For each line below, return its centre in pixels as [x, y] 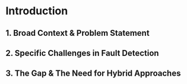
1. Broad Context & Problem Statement [77, 33]
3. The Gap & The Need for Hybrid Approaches [93, 74]
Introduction [37, 11]
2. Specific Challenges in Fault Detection [82, 53]
